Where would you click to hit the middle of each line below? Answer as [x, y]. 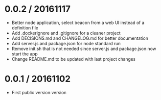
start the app [24, 54]
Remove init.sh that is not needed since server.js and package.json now [84, 49]
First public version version [39, 92]
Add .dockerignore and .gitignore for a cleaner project [66, 33]
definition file [25, 27]
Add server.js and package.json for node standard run [66, 43]
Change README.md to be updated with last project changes [73, 59]
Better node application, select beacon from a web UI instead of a [78, 23]
